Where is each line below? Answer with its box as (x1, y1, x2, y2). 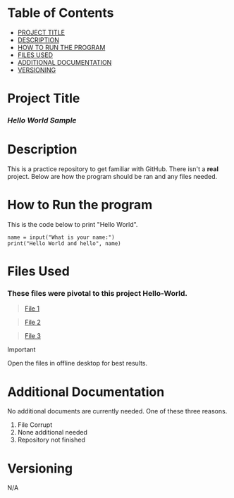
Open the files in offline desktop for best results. (7, 359, 148, 368)
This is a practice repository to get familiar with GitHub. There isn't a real (7, 164, 219, 173)
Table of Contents (7, 5, 114, 21)
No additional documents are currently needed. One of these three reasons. (7, 407, 228, 416)
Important (7, 345, 36, 354)
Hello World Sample (7, 116, 77, 125)
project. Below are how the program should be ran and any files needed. (7, 172, 218, 180)
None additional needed (17, 428, 88, 437)
